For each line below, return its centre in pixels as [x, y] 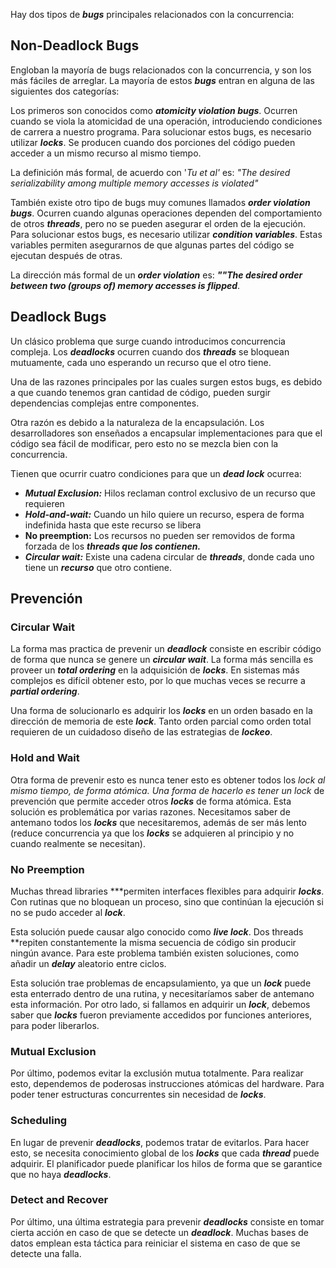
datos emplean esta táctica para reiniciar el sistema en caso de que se [155, 1243]
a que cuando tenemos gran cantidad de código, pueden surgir [141, 392]
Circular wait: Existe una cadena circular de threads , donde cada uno [169, 556]
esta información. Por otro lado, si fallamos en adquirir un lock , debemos [160, 1004]
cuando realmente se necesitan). [78, 843]
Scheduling [39, 1121]
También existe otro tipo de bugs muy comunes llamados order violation [160, 202]
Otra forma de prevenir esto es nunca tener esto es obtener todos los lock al [168, 780]
